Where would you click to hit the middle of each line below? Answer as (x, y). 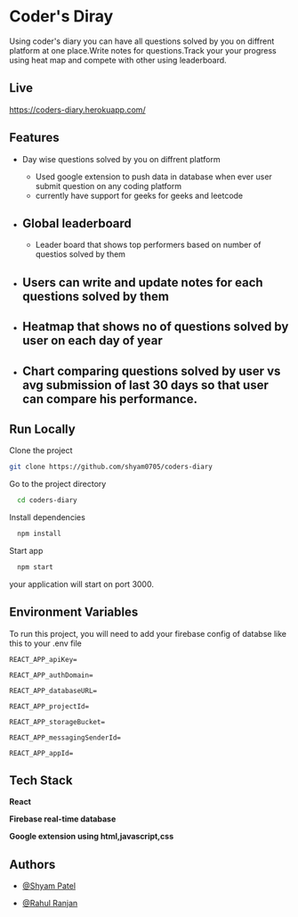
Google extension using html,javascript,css (92, 837)
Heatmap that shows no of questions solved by (155, 327)
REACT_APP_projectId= (49, 706)
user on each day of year (92, 341)
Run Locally (42, 429)
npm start (35, 567)
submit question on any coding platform (109, 186)
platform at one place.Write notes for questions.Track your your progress (143, 50)
